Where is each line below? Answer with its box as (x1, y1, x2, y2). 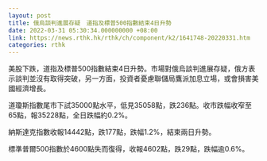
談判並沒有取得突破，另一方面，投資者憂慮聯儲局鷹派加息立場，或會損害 (14, 74, 252, 83)
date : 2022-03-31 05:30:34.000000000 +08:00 (8, 26, 158, 34)
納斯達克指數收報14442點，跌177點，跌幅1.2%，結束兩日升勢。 (8, 128, 216, 137)
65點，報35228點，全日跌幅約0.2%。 (8, 110, 133, 120)
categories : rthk (8, 41, 66, 49)
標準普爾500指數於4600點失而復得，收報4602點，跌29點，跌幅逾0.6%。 (8, 144, 250, 154)
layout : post (8, 11, 52, 20)
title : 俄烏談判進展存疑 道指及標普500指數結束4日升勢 (8, 19, 172, 27)
